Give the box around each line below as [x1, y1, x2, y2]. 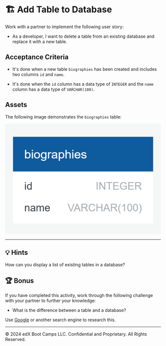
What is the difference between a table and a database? [12, 307, 126, 313]
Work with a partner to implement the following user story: [5, 23, 124, 30]
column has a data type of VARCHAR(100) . [12, 86, 95, 92]
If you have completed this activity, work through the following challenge [5, 292, 153, 298]
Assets [5, 101, 27, 109]
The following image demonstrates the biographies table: [5, 114, 122, 119]
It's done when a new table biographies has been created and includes [12, 66, 157, 72]
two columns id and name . [12, 71, 65, 77]
